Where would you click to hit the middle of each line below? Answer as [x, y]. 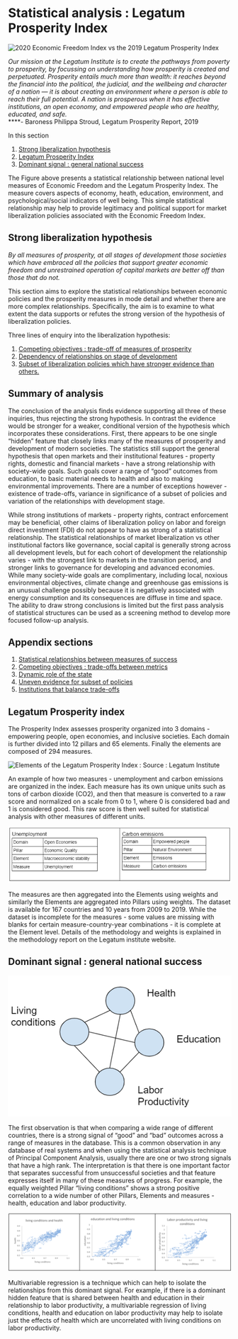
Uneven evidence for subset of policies [75, 682]
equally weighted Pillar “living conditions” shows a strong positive [104, 1187]
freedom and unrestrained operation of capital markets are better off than [117, 270]
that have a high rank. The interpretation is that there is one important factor [119, 1165]
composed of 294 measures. [50, 752]
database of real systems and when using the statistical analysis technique [117, 1150]
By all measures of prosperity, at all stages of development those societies [118, 255]
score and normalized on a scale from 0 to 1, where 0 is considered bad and [119, 801]
